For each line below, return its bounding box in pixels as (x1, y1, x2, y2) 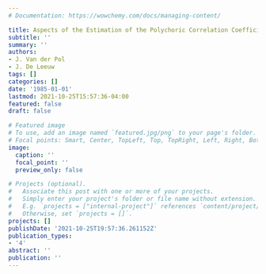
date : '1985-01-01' (8, 85, 73, 93)
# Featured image (8, 122, 66, 129)
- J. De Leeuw (8, 63, 55, 71)
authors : (8, 48, 37, 56)
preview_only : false (15, 166, 83, 174)
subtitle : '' (8, 33, 51, 41)
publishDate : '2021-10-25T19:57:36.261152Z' (8, 224, 158, 233)
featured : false (8, 100, 62, 108)
